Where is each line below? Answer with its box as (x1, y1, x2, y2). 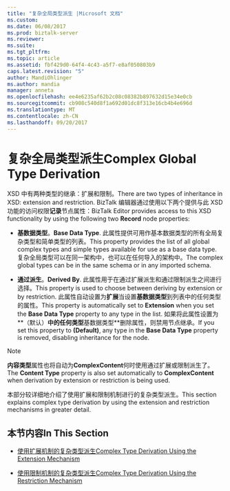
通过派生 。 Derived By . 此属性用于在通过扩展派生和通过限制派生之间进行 (17, 275, 222, 283)
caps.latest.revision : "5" (7, 68, 85, 74)
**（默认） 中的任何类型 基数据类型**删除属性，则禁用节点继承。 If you (17, 319, 215, 327)
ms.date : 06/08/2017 (7, 23, 67, 30)
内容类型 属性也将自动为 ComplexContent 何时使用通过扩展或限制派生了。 (7, 361, 214, 370)
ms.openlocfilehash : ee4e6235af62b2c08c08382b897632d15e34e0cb (7, 94, 193, 101)
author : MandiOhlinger (7, 74, 72, 81)
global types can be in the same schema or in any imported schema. (17, 261, 211, 270)
